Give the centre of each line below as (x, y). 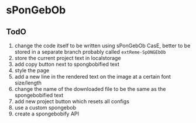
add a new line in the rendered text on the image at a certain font (93, 77)
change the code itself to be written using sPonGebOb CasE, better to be (102, 45)
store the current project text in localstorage (68, 58)
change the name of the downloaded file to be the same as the (90, 89)
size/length (28, 83)
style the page (32, 70)
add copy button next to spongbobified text (67, 64)
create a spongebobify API (47, 114)
